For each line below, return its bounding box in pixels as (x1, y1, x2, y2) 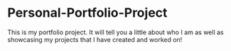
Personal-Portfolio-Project (7, 5, 168, 21)
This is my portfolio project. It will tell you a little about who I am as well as (7, 28, 224, 36)
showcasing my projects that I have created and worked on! (7, 35, 183, 43)
